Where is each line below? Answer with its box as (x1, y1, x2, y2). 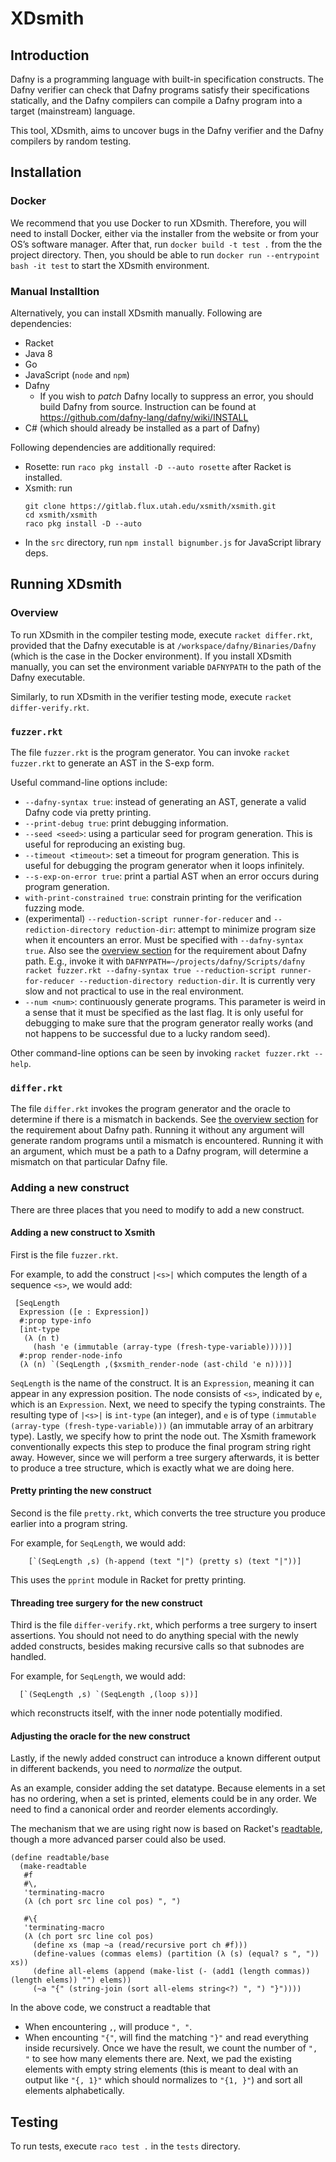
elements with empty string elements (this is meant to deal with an (24, 2063, 299, 2076)
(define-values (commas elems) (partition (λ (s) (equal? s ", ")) (32, 1949, 320, 1959)
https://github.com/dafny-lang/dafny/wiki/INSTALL (39, 411, 249, 423)
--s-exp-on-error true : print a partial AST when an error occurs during (24, 870, 320, 882)
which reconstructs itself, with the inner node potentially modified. (10, 1707, 283, 1719)
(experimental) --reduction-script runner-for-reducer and (24, 912, 272, 924)
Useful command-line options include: (10, 776, 168, 788)
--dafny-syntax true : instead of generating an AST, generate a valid (24, 795, 307, 807)
